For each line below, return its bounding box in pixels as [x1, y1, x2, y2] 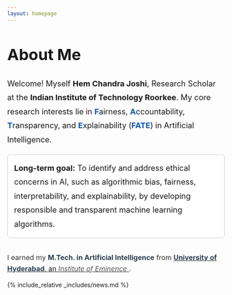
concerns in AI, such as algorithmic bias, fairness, [14, 177, 197, 187]
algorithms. [14, 218, 55, 229]
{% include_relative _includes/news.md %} [7, 281, 129, 289]
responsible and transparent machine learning [14, 205, 183, 215]
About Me [7, 45, 81, 65]
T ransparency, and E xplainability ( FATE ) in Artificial [7, 121, 195, 131]
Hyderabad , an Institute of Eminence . [7, 263, 131, 273]
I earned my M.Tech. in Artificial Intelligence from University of [7, 252, 217, 262]
